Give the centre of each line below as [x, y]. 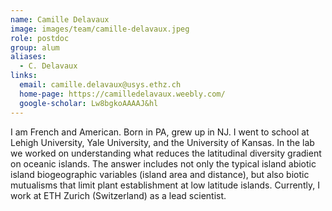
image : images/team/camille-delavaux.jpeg [100, 29]
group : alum [35, 47]
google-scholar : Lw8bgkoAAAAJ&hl [89, 103]
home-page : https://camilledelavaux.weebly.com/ [122, 94]
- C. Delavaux [48, 66]
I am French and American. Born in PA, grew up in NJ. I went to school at [160, 132]
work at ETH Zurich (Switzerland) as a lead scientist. [118, 195]
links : [24, 76]
